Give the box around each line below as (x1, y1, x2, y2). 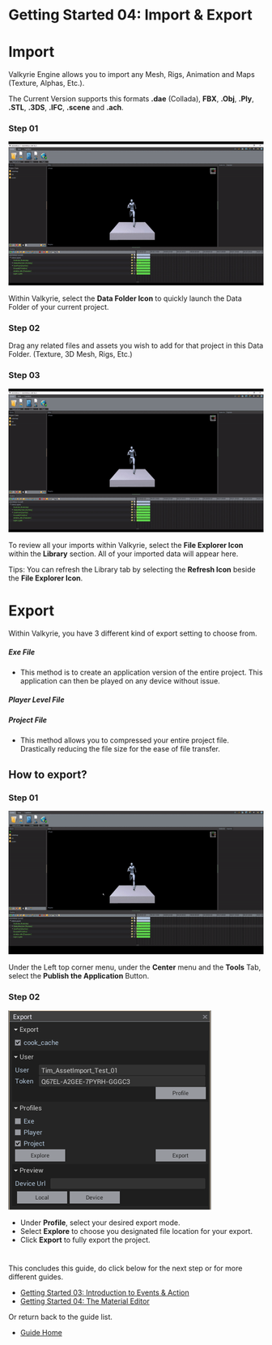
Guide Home (19, 1327, 62, 1337)
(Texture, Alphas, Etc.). (8, 79, 85, 88)
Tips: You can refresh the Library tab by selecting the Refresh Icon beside (8, 565, 257, 575)
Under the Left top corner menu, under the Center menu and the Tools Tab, (8, 962, 261, 972)
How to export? (8, 768, 87, 782)
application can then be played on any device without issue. (19, 675, 220, 686)
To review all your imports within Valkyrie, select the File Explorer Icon (8, 541, 244, 550)
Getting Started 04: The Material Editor (19, 1296, 150, 1306)
